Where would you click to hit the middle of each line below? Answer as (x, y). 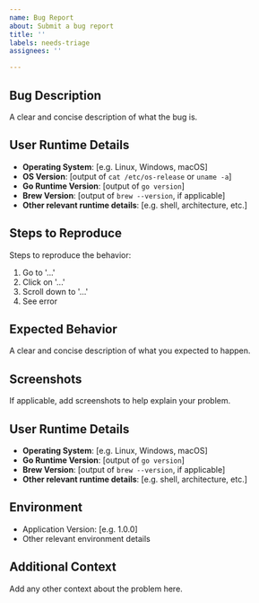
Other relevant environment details (86, 538)
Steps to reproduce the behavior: (70, 255)
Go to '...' (39, 272)
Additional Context (63, 567)
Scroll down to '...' (55, 291)
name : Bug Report (42, 18)
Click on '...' (43, 282)
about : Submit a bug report (62, 26)
